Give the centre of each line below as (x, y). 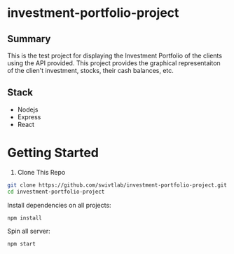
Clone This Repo (41, 172)
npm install (25, 218)
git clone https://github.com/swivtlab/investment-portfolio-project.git (117, 185)
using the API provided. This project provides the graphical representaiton (114, 63)
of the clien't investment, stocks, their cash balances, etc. (90, 71)
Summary (29, 39)
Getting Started (53, 153)
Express (29, 116)
